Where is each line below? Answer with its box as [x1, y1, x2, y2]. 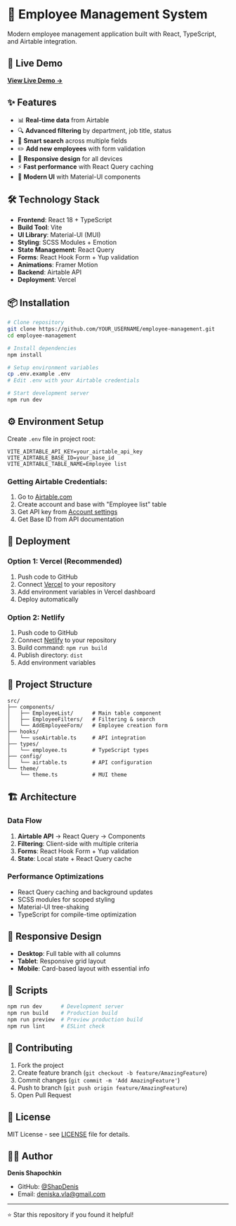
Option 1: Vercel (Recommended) [7, 556, 123, 566]
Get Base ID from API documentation [17, 515, 124, 523]
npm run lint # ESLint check [7, 1023, 105, 1030]
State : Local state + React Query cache [17, 854, 132, 862]
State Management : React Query [17, 245, 114, 254]
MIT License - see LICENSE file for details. [7, 1130, 130, 1138]
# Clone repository [7, 319, 65, 326]
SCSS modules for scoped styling [17, 895, 115, 903]
